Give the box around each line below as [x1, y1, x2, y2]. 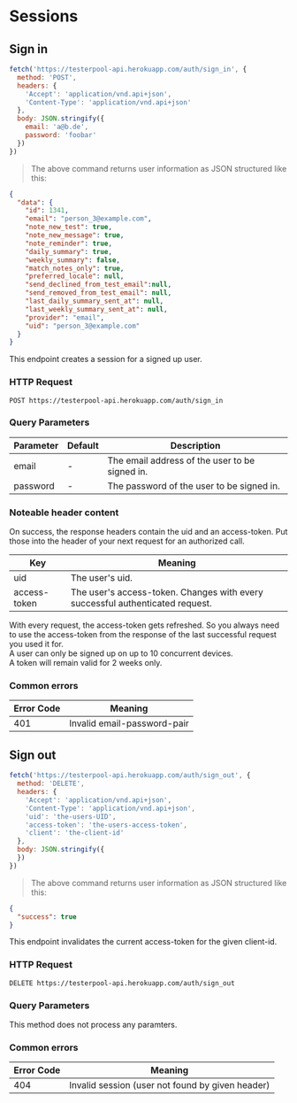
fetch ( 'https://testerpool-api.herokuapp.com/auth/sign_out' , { [9, 771, 251, 780]
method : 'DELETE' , [17, 779, 86, 789]
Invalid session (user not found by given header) [69, 1079, 270, 1091]
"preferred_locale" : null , [25, 272, 125, 281]
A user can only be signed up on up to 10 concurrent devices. [9, 648, 233, 659]
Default [66, 439, 99, 451]
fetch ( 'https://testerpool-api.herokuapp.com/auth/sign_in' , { [9, 65, 247, 73]
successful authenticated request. [70, 598, 212, 610]
